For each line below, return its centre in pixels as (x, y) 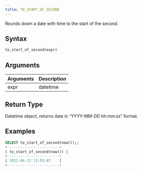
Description (52, 79)
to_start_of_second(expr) (31, 50)
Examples (20, 131)
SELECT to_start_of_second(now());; (42, 142)
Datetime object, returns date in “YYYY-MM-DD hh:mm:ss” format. (71, 116)
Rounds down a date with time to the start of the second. (62, 23)
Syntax (16, 39)
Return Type (24, 104)
